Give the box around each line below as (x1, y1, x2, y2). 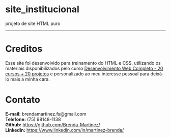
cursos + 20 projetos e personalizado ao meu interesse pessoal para (5, 70, 150, 77)
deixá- (150, 70, 164, 77)
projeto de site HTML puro (5, 20, 61, 26)
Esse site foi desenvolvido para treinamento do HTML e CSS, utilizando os (5, 60, 161, 66)
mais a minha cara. (10, 76, 50, 82)
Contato (5, 94, 41, 105)
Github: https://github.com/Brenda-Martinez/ (5, 121, 100, 128)
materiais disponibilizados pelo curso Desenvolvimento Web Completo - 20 (5, 65, 163, 71)
